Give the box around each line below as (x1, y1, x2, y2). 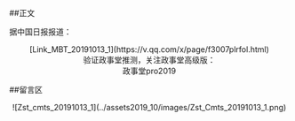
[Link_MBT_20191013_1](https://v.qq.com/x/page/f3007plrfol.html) (29, 44, 269, 55)
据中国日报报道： (9, 26, 72, 37)
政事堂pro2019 (123, 65, 176, 76)
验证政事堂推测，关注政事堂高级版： (83, 55, 216, 64)
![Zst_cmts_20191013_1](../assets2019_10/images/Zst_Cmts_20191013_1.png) (12, 102, 287, 112)
